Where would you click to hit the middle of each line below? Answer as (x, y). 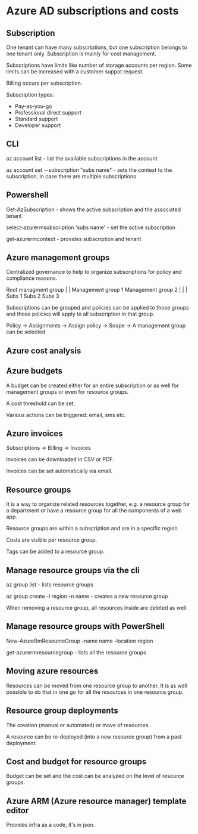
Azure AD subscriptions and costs (92, 11)
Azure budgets (34, 371)
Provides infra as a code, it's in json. (51, 825)
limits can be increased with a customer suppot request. (75, 72)
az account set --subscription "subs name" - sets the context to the (89, 170)
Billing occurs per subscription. (44, 83)
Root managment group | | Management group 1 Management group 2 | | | (97, 290)
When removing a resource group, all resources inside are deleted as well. (97, 608)
